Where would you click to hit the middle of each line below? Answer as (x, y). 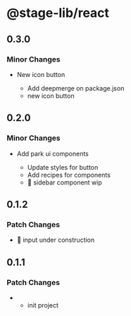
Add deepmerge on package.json (76, 88)
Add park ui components (52, 153)
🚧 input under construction (56, 240)
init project (43, 305)
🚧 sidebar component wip (65, 182)
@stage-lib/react (58, 13)
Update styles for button (63, 167)
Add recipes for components (69, 175)
